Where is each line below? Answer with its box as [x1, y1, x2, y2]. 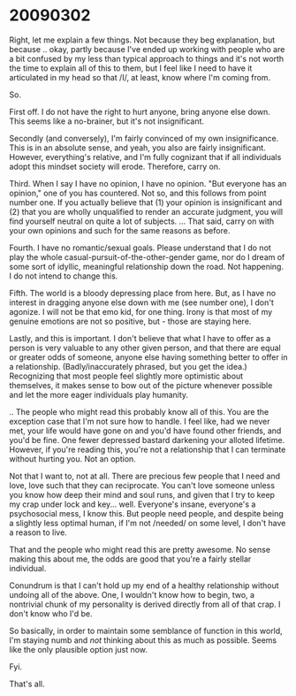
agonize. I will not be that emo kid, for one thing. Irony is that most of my [9, 306, 273, 317]
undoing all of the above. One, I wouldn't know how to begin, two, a [9, 589, 254, 600]
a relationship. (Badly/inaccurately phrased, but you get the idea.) [9, 361, 247, 371]
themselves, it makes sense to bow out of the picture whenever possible [9, 379, 273, 390]
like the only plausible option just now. [9, 644, 148, 654]
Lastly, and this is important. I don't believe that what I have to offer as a [9, 333, 271, 343]
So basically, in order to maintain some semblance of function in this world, [9, 625, 283, 636]
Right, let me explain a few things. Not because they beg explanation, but [9, 34, 276, 45]
